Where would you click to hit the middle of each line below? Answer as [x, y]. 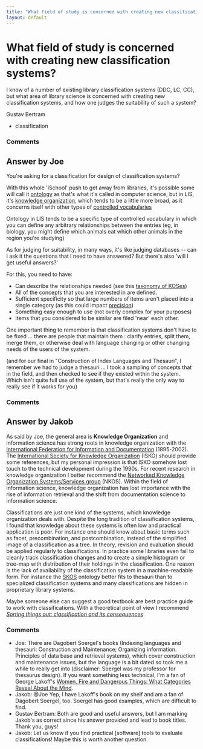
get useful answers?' [32, 263]
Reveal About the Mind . [44, 688]
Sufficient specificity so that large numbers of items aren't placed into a [104, 299]
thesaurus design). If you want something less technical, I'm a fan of [100, 675]
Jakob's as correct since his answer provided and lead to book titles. [101, 720]
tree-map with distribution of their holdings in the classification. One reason [100, 564]
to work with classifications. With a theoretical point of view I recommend [98, 607]
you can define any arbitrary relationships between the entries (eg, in [92, 225]
